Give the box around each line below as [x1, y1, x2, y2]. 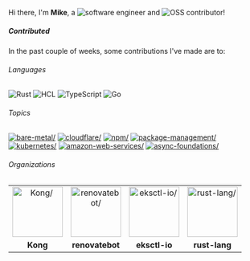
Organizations [8, 159, 55, 169]
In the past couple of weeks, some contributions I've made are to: [8, 46, 226, 55]
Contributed [8, 26, 51, 35]
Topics [8, 108, 31, 117]
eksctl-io [136, 239, 173, 251]
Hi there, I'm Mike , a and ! [8, 8, 226, 17]
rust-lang [193, 239, 232, 251]
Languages [8, 64, 47, 74]
